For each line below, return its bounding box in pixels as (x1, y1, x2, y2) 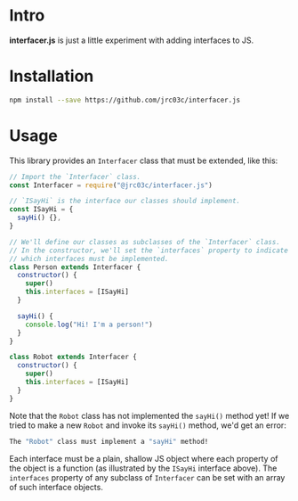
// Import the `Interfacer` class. (9, 172, 141, 181)
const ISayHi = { (9, 205, 74, 214)
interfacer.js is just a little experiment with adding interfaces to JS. (9, 35, 254, 45)
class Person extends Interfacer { (9, 262, 141, 272)
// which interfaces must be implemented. (9, 254, 169, 263)
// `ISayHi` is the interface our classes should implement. (9, 197, 241, 206)
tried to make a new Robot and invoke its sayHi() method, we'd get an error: (9, 420, 286, 431)
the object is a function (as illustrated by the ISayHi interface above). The (9, 463, 278, 473)
